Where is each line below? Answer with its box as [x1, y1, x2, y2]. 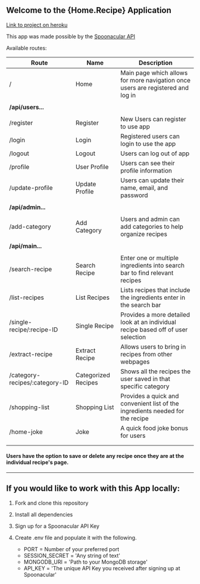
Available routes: [6, 44, 47, 51]
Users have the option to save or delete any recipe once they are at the [6, 453, 185, 460]
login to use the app [120, 139, 176, 147]
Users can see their [120, 159, 175, 167]
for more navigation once [120, 76, 191, 84]
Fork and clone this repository [14, 499, 89, 506]
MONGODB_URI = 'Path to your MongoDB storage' [23, 558, 148, 565]
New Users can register [120, 115, 186, 123]
